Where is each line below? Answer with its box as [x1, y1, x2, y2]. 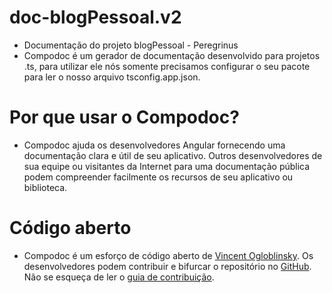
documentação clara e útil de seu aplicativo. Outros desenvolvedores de [23, 149, 323, 161]
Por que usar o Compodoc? [9, 106, 240, 129]
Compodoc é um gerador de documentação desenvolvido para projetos [23, 49, 321, 61]
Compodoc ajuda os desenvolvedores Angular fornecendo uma [23, 139, 286, 151]
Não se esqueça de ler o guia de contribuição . [23, 271, 215, 283]
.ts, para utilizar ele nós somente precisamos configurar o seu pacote [23, 60, 311, 72]
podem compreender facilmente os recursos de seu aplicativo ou [23, 171, 294, 183]
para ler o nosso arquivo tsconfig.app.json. [23, 71, 201, 83]
